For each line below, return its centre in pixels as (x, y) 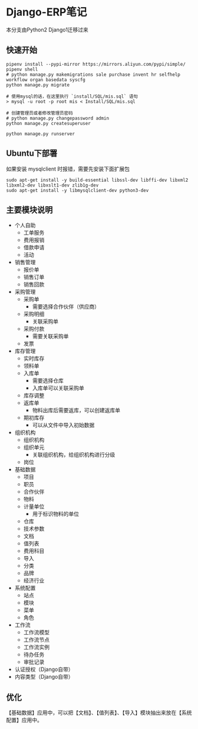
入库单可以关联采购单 (58, 388)
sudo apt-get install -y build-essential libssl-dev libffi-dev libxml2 (97, 180)
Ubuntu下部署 (32, 154)
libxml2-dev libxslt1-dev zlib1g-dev (52, 185)
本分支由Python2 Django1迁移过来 (47, 30)
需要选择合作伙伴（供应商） (66, 307)
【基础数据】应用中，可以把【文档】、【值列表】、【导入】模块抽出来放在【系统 (99, 713)
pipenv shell (22, 69)
